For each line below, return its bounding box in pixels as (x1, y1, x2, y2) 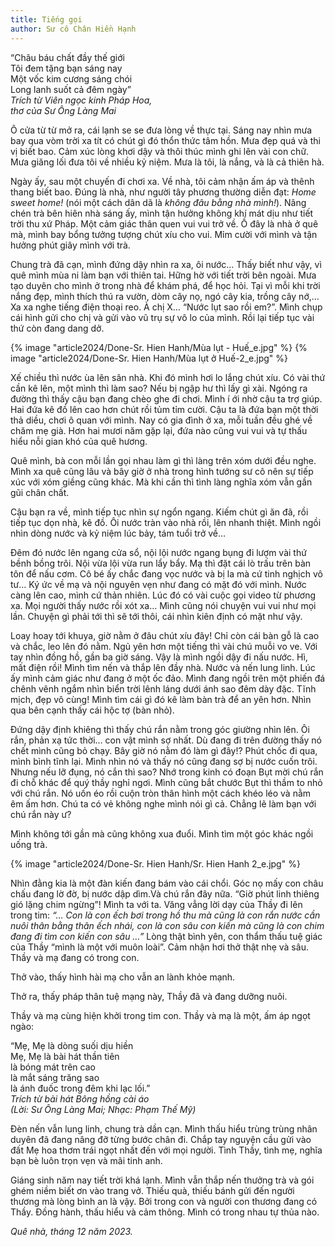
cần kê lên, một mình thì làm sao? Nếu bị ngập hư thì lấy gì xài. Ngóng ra (10, 382, 308, 394)
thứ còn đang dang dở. (10, 322, 105, 334)
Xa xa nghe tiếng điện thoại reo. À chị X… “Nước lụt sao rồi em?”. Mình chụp (10, 301, 323, 313)
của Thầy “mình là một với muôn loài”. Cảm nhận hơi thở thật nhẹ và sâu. (10, 941, 309, 953)
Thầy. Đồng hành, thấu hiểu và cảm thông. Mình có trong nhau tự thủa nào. (10, 1206, 320, 1218)
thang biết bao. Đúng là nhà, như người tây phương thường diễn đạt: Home (10, 186, 317, 198)
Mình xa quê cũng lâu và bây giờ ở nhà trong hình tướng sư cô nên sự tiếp (10, 465, 314, 477)
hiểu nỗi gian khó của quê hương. (10, 435, 148, 447)
